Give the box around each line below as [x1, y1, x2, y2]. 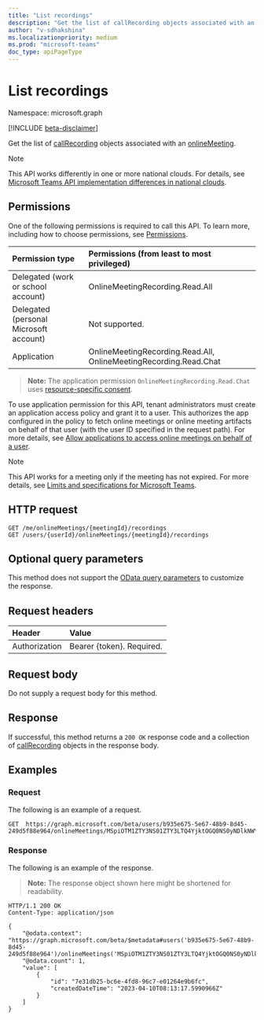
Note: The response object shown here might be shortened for [27, 878, 232, 888]
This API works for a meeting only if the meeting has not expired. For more [8, 471, 249, 481]
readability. [27, 886, 64, 896]
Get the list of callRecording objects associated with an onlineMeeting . [8, 139, 236, 148]
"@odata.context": [22, 929, 82, 937]
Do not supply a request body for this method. [8, 689, 158, 697]
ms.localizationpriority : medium [8, 33, 118, 42]
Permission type [12, 253, 75, 264]
